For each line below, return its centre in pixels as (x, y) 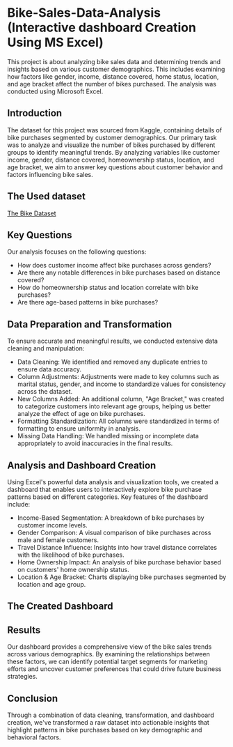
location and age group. (51, 584)
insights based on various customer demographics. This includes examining (116, 69)
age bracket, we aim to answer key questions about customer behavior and (115, 167)
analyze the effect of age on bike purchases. (81, 414)
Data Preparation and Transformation (90, 324)
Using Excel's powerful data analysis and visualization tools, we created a (113, 482)
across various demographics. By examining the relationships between (109, 654)
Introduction (35, 113)
